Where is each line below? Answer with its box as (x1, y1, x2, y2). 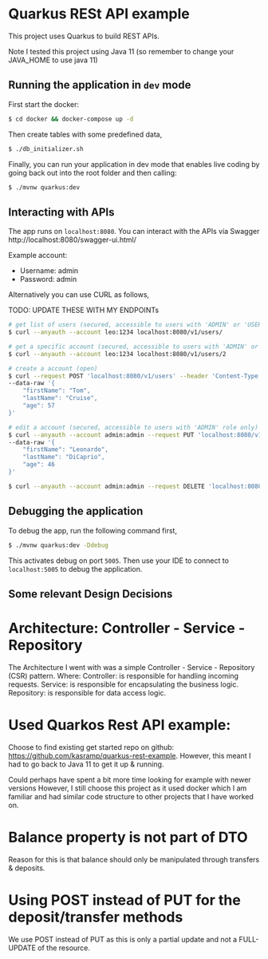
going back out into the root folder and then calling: (8, 168, 177, 177)
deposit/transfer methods (8, 908, 183, 926)
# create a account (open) (8, 364, 98, 372)
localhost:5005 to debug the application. (8, 564, 143, 573)
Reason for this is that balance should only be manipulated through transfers (8, 854, 260, 864)
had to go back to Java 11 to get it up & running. (8, 759, 164, 769)
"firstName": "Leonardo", (22, 446, 109, 454)
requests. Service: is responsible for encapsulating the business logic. (8, 680, 239, 689)
